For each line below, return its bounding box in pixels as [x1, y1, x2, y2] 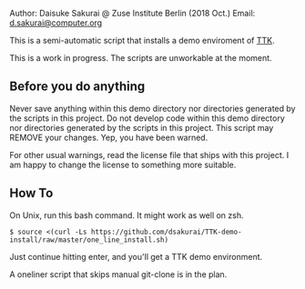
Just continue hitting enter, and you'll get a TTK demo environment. [9, 251, 263, 262]
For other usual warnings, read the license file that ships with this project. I [9, 149, 290, 160]
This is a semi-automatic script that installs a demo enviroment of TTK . [9, 35, 275, 45]
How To [9, 185, 54, 201]
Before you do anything [9, 79, 146, 95]
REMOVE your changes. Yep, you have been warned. [9, 132, 208, 143]
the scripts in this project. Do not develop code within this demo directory [9, 113, 285, 124]
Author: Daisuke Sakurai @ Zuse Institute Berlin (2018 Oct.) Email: [9, 8, 256, 18]
